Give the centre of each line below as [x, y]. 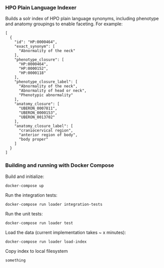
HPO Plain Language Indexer [41, 8]
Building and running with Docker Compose [60, 165]
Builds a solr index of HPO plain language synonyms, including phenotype [82, 19]
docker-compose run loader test [39, 223]
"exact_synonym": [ [35, 47]
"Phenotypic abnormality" [46, 95]
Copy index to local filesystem [37, 251]
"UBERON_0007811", [38, 108]
